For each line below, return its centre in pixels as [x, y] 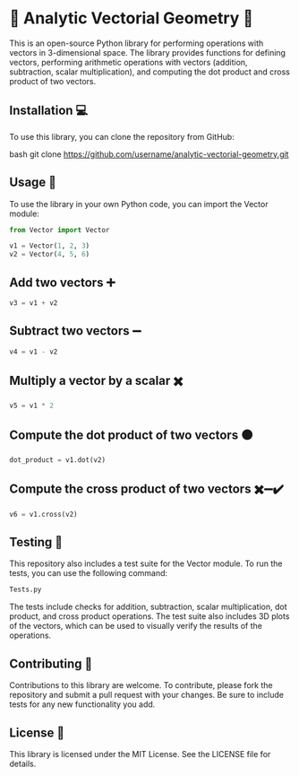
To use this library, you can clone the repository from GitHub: [122, 136]
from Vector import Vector [60, 230]
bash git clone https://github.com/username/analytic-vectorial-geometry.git [149, 154]
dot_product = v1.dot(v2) [57, 460]
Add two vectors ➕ [62, 282]
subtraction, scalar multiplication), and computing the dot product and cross [150, 72]
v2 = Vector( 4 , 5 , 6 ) [50, 255]
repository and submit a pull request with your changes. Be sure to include [147, 695]
